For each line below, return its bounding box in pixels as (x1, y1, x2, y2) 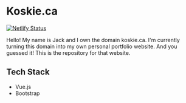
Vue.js (15, 83, 32, 90)
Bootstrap (15, 90, 40, 97)
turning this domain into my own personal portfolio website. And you (6, 43, 177, 50)
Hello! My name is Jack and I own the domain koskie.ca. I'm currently (6, 36, 181, 43)
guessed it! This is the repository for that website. (6, 49, 131, 56)
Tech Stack (6, 67, 50, 77)
